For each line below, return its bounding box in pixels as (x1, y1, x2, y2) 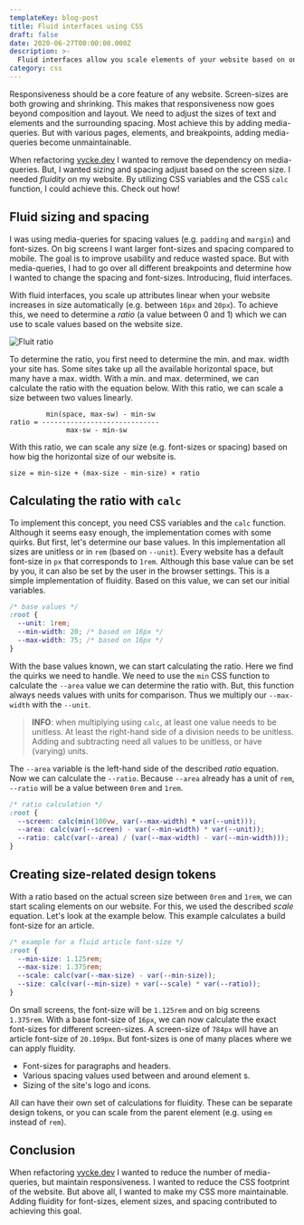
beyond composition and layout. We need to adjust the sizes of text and (9, 108, 277, 119)
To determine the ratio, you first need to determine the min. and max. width (9, 353, 290, 364)
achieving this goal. (9, 1205, 82, 1216)
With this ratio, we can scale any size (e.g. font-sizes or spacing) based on (9, 441, 288, 452)
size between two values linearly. (9, 391, 134, 403)
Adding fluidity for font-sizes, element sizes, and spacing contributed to (9, 1195, 278, 1206)
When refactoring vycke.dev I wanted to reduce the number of (9, 1166, 242, 1178)
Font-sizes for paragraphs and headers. (22, 1060, 172, 1071)
